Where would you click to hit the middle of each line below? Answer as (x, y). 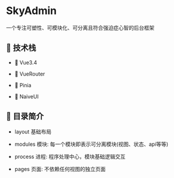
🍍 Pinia (23, 85)
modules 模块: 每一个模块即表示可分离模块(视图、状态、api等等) (91, 144)
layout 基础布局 (33, 131)
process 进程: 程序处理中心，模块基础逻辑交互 (70, 156)
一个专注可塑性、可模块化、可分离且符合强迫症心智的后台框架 (80, 28)
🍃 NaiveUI (27, 96)
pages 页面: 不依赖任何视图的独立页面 (60, 169)
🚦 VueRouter (30, 74)
